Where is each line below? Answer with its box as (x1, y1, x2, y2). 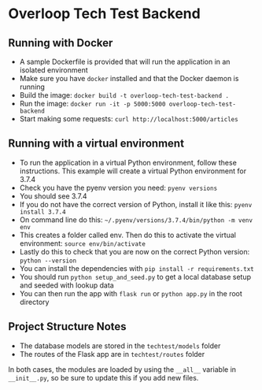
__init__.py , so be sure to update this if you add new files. (8, 373, 199, 382)
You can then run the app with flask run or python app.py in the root (19, 288, 242, 298)
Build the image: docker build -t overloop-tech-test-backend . (19, 91, 230, 99)
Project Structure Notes (8, 320, 127, 333)
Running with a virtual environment (8, 137, 185, 150)
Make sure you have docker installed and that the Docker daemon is (19, 74, 239, 83)
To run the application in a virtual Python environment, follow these (19, 158, 238, 167)
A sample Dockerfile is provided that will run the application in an (19, 57, 231, 66)
